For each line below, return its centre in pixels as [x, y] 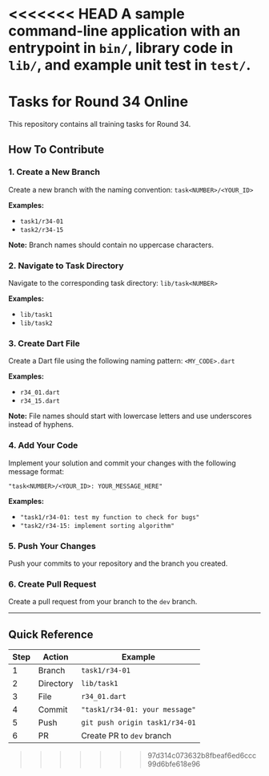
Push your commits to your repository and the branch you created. [118, 563]
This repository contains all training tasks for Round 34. [100, 124]
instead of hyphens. [41, 425]
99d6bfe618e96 [174, 764]
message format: [36, 471]
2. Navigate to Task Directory [66, 266]
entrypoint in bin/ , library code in [121, 48]
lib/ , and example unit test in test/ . [130, 65]
